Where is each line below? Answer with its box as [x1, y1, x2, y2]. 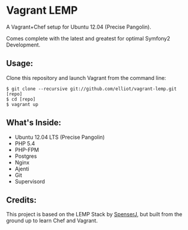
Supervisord [14, 178, 45, 185]
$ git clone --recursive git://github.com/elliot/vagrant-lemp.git [6, 86, 177, 92]
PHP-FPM [14, 146, 39, 153]
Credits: [6, 195, 37, 205]
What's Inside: [6, 117, 61, 128]
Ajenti [14, 165, 30, 172]
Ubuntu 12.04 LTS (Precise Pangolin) [14, 133, 105, 141]
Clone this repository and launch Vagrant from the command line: [6, 74, 167, 81]
